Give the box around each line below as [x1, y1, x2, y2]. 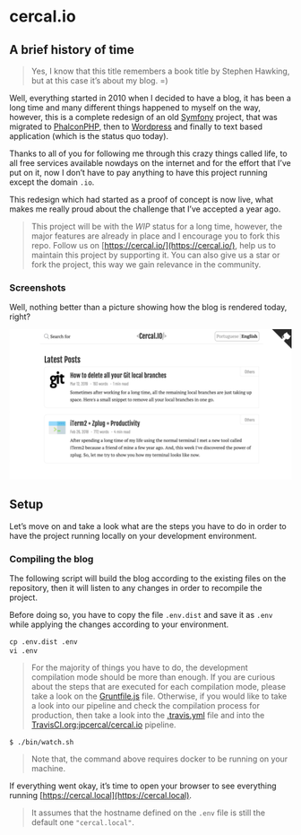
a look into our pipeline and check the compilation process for [30, 700, 260, 711]
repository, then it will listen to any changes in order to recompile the [9, 583, 262, 594]
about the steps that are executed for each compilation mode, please [30, 682, 287, 692]
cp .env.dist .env [9, 638, 78, 647]
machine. [30, 763, 66, 774]
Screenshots [9, 281, 66, 293]
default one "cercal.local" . [30, 817, 134, 828]
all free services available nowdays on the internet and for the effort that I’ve [9, 158, 291, 168]
